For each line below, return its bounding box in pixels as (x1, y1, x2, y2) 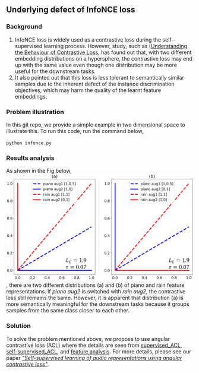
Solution (6, 322, 31, 330)
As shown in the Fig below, (6, 167, 72, 175)
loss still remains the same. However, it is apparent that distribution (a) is (6, 294, 184, 302)
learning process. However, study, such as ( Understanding (43, 42, 188, 49)
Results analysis (6, 154, 55, 162)
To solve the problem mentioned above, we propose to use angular (6, 335, 170, 342)
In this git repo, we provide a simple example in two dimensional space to (6, 121, 185, 128)
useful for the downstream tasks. (14, 68, 96, 75)
